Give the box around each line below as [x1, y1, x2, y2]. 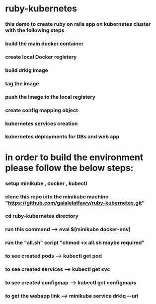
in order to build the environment [5, 152, 144, 163]
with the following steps [5, 27, 65, 34]
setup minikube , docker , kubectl [5, 180, 87, 186]
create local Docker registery [5, 53, 77, 60]
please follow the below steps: [5, 162, 134, 174]
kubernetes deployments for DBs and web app [5, 133, 120, 140]
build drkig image [5, 66, 48, 73]
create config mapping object [5, 107, 78, 114]
